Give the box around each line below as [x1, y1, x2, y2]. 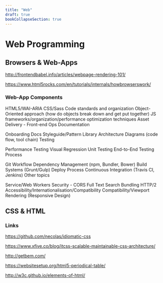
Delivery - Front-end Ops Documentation [5, 121, 90, 127]
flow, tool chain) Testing [5, 136, 55, 142]
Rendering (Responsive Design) [5, 192, 71, 199]
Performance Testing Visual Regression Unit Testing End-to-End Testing [5, 146, 154, 152]
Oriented [5, 111, 24, 117]
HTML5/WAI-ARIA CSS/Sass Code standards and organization [5, 105, 134, 111]
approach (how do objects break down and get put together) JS [24, 111, 156, 117]
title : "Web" [5, 7, 33, 13]
